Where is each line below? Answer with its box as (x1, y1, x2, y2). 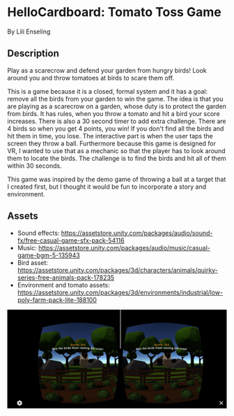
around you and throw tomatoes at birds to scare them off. (7, 73, 175, 82)
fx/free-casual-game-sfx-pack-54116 (17, 236, 125, 245)
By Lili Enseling (7, 27, 51, 36)
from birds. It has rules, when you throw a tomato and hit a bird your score (7, 109, 221, 117)
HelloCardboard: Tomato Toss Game (7, 4, 221, 20)
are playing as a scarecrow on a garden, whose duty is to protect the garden (7, 102, 226, 110)
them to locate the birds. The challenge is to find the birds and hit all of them (7, 154, 226, 162)
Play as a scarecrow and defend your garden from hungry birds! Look (7, 66, 207, 74)
